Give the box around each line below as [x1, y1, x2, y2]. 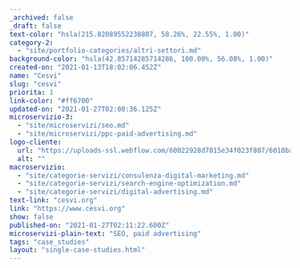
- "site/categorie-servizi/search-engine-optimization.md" [17, 180, 242, 188]
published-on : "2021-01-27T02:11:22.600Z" [9, 221, 170, 230]
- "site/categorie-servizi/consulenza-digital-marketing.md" [17, 171, 250, 180]
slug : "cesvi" [9, 80, 62, 88]
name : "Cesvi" [9, 71, 62, 80]
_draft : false [9, 21, 62, 30]
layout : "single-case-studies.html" [9, 246, 146, 255]
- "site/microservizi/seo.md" [17, 121, 129, 130]
